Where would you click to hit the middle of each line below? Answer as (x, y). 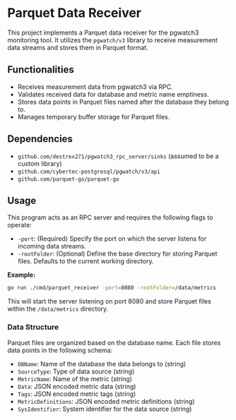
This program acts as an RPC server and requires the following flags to (110, 217)
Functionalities (41, 70)
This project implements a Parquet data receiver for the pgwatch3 (103, 32)
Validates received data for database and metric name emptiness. (113, 94)
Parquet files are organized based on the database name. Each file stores (114, 342)
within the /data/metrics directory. (58, 309)
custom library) (40, 163)
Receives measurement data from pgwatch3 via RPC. (95, 87)
